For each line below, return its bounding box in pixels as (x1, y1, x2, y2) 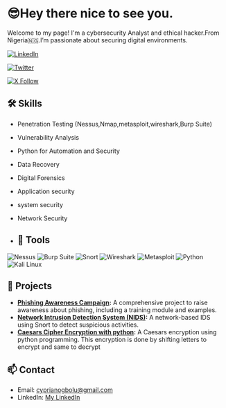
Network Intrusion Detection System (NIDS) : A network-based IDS (17, 313, 211, 322)
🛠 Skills (7, 98, 43, 110)
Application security (17, 187, 75, 195)
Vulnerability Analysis (17, 133, 80, 141)
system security (17, 200, 64, 209)
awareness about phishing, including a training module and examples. (17, 306, 217, 314)
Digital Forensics (17, 173, 65, 182)
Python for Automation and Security (17, 147, 120, 155)
